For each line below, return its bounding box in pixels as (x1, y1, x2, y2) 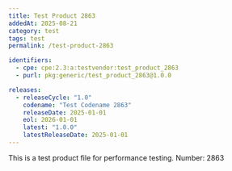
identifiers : (8, 56, 53, 65)
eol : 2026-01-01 (23, 116, 78, 124)
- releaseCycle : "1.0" (15, 94, 92, 102)
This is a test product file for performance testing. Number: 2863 (8, 152, 225, 162)
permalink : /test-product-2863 (8, 42, 114, 50)
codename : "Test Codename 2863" (23, 101, 132, 109)
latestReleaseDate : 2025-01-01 (23, 131, 129, 140)
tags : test (8, 34, 45, 43)
